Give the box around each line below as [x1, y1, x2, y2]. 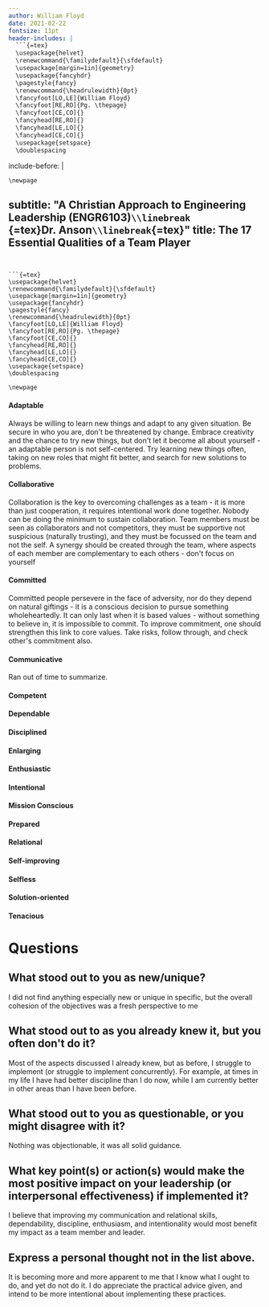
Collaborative [8, 480, 55, 489]
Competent [8, 690, 47, 700]
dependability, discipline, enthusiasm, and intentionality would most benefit [8, 1219, 258, 1229]
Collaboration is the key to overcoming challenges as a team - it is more [8, 497, 246, 507]
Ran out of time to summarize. [8, 672, 108, 682]
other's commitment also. [8, 635, 93, 645]
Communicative [8, 654, 63, 664]
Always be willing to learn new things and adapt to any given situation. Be [8, 419, 251, 428]
